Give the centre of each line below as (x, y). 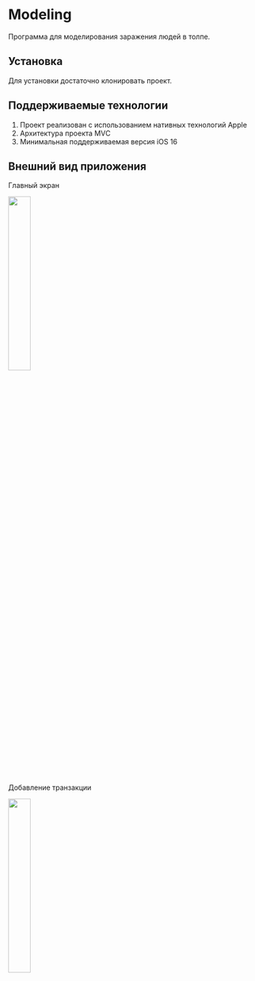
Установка (36, 61)
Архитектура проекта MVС (65, 133)
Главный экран (34, 186)
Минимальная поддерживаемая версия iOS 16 (99, 141)
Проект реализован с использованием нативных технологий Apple (133, 125)
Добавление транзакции (50, 787)
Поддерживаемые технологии (88, 106)
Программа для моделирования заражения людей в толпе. (109, 36)
